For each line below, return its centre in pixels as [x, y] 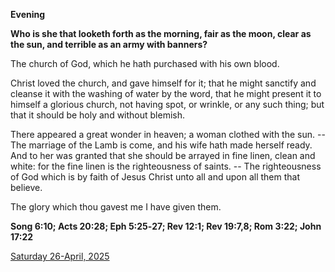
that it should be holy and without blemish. [98, 115]
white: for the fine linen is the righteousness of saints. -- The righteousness [166, 166]
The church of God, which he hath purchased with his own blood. [145, 63]
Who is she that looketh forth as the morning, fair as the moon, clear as [161, 33]
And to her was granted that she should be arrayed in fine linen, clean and [163, 155]
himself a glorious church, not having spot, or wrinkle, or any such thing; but [167, 104]
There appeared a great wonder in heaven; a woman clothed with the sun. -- [168, 134]
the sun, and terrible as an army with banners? [109, 44]
